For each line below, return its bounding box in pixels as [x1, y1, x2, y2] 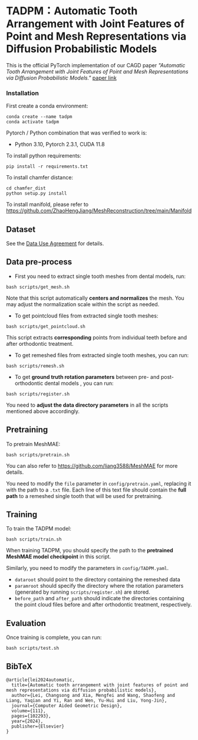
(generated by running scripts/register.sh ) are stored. [14, 588, 150, 595]
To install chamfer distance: [6, 174, 74, 181]
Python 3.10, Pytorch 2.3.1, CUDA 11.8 [14, 141, 105, 148]
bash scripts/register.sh [6, 391, 70, 397]
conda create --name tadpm [6, 114, 72, 120]
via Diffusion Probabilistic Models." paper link [6, 74, 117, 81]
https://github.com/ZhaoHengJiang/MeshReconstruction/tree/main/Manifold [6, 207, 192, 214]
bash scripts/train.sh [6, 536, 62, 542]
